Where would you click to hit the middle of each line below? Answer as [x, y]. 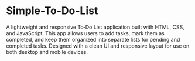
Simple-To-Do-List [52, 11]
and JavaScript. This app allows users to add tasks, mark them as [85, 33]
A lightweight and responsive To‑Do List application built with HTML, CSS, [95, 27]
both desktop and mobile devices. [47, 52]
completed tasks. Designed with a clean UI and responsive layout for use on [98, 46]
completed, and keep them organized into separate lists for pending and [93, 39]
